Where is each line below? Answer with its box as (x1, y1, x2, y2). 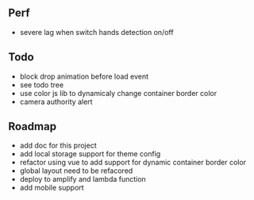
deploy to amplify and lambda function (19, 175, 147, 184)
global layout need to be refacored (19, 166, 133, 175)
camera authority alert (19, 97, 93, 106)
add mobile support (19, 183, 85, 193)
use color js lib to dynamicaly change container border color (19, 88, 217, 98)
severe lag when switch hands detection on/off (19, 27, 174, 37)
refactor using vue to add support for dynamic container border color (19, 158, 247, 167)
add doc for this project (19, 140, 97, 150)
